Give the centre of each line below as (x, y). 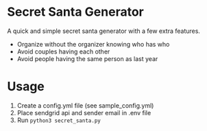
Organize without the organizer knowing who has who (93, 44)
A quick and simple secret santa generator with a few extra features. (104, 31)
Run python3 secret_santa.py (59, 120)
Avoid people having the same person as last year (87, 58)
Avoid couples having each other (63, 51)
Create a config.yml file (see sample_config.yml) (85, 105)
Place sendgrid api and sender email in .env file (84, 112)
